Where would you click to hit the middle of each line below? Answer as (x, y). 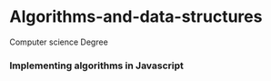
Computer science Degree (59, 42)
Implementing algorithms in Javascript (97, 66)
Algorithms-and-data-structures (136, 17)
